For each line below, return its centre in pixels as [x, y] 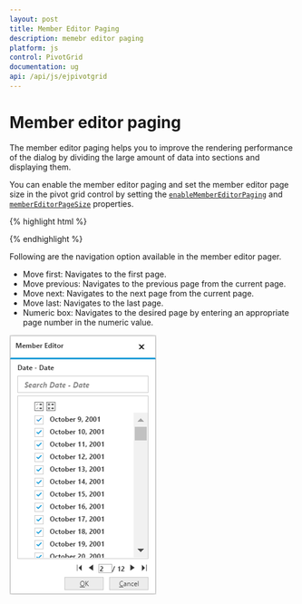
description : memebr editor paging [77, 38]
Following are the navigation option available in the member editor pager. [146, 256]
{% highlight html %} [49, 221]
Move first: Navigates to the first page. [94, 274]
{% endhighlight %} [46, 239]
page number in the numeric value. [88, 322]
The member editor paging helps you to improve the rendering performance [151, 147]
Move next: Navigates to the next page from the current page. [138, 293]
